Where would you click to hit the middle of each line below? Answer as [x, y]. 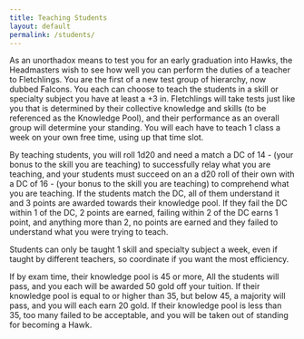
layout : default [40, 26]
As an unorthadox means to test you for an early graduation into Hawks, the [151, 61]
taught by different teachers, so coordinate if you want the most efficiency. [149, 259]
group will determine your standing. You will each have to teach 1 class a [145, 128]
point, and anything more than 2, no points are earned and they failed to [144, 222]
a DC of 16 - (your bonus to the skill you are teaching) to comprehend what [149, 184]
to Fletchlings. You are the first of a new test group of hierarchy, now [137, 80]
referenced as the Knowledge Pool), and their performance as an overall [144, 118]
